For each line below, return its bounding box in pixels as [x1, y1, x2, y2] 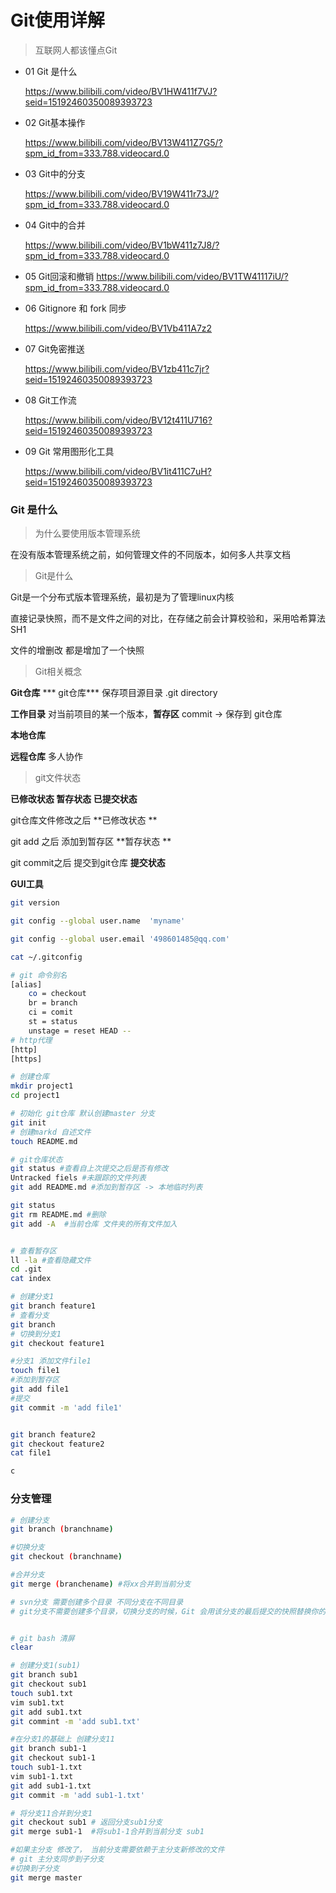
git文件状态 [34, 772, 82, 784]
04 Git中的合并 [24, 219, 87, 231]
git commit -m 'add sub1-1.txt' [10, 1790, 145, 1800]
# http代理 [10, 1035, 53, 1045]
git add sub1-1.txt [10, 1781, 92, 1791]
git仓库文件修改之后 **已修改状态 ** [10, 814, 158, 826]
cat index [10, 1274, 52, 1284]
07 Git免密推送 [24, 342, 85, 355]
